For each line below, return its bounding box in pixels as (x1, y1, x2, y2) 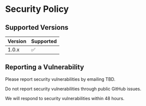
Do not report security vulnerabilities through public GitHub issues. (5, 86, 142, 92)
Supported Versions (5, 23, 68, 32)
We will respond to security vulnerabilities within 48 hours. (5, 95, 125, 101)
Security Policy (5, 3, 69, 15)
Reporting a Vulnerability (5, 63, 84, 71)
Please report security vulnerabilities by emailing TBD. (5, 76, 115, 82)
